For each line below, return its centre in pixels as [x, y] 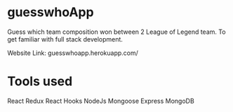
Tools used [40, 81]
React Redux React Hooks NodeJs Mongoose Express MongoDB [101, 101]
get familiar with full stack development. [65, 39]
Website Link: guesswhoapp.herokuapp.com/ [73, 53]
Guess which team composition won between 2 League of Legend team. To [116, 32]
